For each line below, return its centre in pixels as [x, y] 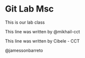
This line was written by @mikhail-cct [42, 31]
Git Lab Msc [30, 9]
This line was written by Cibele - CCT [42, 41]
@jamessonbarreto [24, 50]
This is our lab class [25, 22]
